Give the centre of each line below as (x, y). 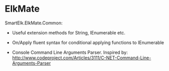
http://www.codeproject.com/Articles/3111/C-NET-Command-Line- (81, 58)
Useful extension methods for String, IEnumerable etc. (69, 32)
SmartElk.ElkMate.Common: (34, 23)
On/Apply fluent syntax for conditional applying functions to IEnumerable (88, 42)
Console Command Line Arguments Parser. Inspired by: (70, 52)
